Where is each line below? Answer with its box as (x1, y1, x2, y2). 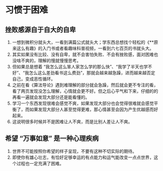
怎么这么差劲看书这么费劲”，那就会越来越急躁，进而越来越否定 (29, 70, 156, 76)
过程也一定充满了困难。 (16, 160, 64, 166)
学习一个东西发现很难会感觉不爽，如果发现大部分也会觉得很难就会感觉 (12, 101, 154, 106)
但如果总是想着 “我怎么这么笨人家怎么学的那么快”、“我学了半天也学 (12, 64, 148, 69)
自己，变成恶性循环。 (12, 76, 55, 82)
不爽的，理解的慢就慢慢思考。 (21, 58, 81, 64)
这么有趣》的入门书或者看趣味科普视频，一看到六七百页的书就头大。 (16, 45, 154, 51)
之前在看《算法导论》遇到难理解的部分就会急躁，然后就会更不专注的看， (12, 82, 158, 88)
